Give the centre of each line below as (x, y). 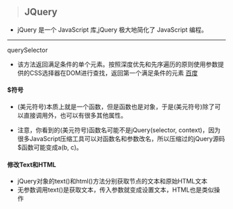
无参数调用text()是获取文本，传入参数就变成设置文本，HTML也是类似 (115, 190)
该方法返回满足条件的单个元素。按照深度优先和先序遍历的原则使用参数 (118, 64)
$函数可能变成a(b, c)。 (50, 147)
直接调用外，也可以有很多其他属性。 (75, 116)
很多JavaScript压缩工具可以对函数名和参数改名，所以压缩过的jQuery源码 (121, 139)
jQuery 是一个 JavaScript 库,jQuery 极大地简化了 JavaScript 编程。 (112, 29)
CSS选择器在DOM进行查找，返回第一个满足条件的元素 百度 (114, 73)
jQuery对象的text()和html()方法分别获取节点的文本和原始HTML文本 (112, 181)
